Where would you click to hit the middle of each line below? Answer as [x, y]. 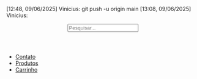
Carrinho [26, 70]
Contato [25, 57]
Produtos [27, 63]
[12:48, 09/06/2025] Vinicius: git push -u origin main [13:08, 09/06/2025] [99, 9]
